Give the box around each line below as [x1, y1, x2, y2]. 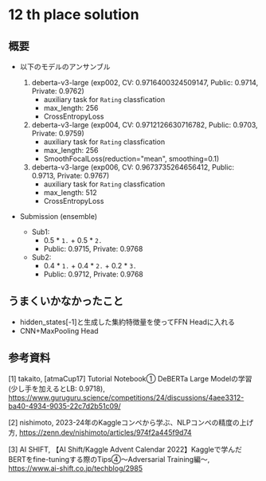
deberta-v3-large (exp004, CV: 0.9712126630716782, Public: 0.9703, [31, 120, 258, 129]
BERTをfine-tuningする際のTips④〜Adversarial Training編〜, [8, 454, 210, 463]
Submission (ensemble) [19, 212, 98, 221]
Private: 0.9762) [31, 86, 85, 96]
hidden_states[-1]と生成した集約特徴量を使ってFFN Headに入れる [19, 317, 236, 327]
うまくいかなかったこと [8, 295, 123, 308]
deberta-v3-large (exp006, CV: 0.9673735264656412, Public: [31, 162, 235, 172]
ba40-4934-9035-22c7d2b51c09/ [8, 401, 121, 411]
